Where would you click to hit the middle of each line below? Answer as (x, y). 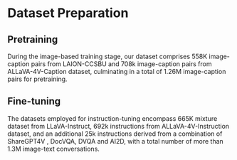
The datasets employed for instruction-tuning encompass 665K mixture (112, 118)
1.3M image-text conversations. (53, 149)
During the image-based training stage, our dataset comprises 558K (107, 56)
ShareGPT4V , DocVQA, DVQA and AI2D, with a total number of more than (116, 141)
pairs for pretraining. (37, 79)
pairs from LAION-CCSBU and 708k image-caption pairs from (121, 64)
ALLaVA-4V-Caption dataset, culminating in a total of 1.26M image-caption (117, 71)
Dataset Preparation (68, 13)
